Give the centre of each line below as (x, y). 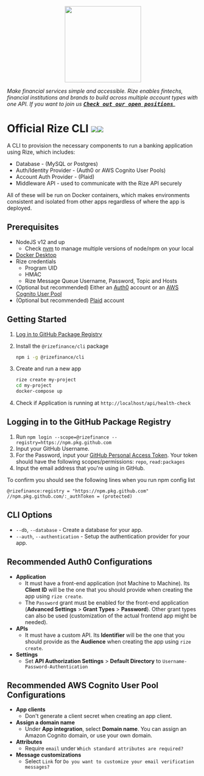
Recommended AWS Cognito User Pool (83, 685)
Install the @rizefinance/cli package (62, 346)
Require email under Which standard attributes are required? (104, 749)
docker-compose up (39, 391)
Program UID (41, 268)
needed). (36, 622)
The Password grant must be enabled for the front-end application (107, 602)
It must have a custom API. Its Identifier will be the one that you (105, 635)
